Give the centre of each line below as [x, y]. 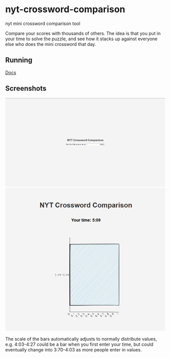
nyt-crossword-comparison [65, 9]
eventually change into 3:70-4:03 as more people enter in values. [74, 349]
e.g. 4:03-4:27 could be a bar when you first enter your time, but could [79, 344]
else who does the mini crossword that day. [51, 44]
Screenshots [26, 88]
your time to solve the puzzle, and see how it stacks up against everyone [81, 39]
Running [19, 60]
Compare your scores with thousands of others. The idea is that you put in [83, 33]
